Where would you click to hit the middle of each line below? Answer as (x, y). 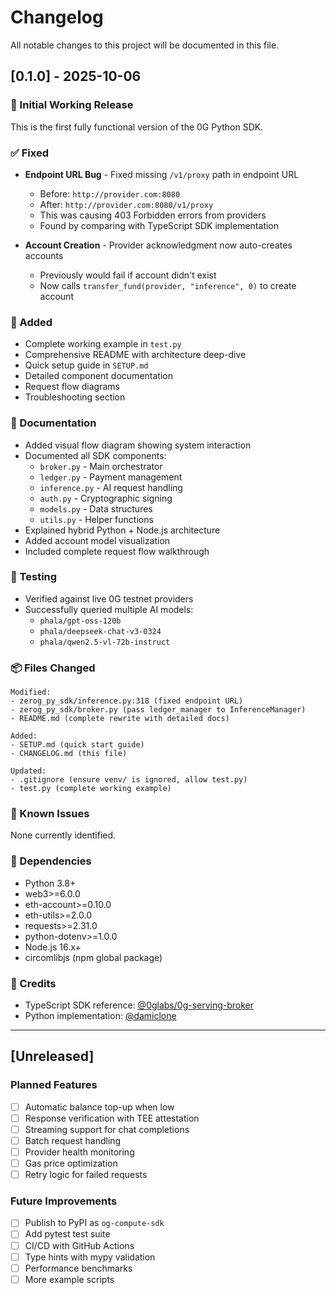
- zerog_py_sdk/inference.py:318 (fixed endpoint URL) (127, 701)
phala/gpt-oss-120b (80, 621)
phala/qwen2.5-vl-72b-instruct (105, 642)
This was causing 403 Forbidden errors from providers (153, 215)
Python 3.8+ (50, 883)
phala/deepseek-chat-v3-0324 (100, 631)
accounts (44, 255)
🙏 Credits (33, 983)
